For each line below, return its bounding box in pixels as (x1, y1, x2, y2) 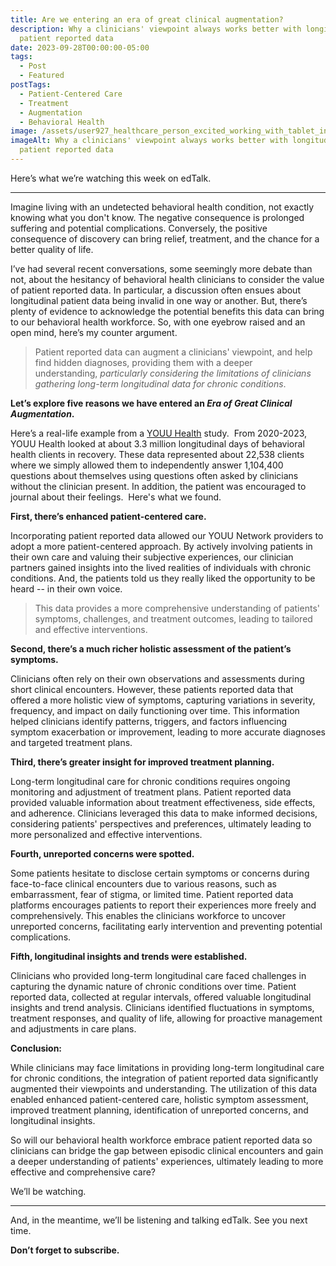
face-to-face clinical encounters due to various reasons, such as (10, 877, 277, 890)
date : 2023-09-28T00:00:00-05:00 (10, 42, 150, 53)
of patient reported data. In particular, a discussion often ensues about (10, 284, 301, 296)
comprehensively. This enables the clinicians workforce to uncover (10, 909, 286, 921)
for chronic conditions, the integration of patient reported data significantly (10, 1072, 319, 1084)
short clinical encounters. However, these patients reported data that (10, 683, 294, 695)
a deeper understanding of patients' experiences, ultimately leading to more (10, 1155, 324, 1167)
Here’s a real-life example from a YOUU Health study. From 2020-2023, (10, 427, 308, 439)
